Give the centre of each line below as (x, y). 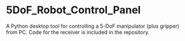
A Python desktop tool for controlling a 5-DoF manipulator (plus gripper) (93, 26)
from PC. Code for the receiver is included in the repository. (78, 32)
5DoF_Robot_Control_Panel (74, 10)
